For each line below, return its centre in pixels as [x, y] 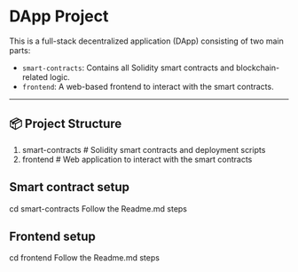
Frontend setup [52, 236]
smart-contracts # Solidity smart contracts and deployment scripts [144, 149]
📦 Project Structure [66, 124]
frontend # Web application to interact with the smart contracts [137, 159]
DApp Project [59, 16]
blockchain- [258, 68]
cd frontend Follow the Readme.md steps [84, 258]
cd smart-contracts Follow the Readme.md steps [98, 208]
